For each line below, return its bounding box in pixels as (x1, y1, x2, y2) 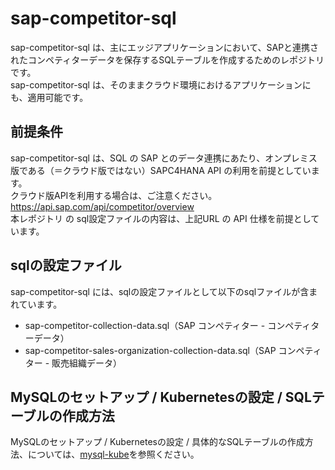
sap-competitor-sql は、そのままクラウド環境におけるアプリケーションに (10, 78, 312, 91)
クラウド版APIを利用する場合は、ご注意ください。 (10, 189, 218, 201)
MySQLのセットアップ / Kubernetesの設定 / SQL (10, 388, 312, 406)
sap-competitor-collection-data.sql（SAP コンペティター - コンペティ (24, 319, 312, 331)
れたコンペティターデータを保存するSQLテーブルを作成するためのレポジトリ (10, 53, 325, 66)
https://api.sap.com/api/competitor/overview (10, 200, 195, 212)
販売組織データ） (51, 357, 123, 369)
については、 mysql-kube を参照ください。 (27, 448, 200, 461)
